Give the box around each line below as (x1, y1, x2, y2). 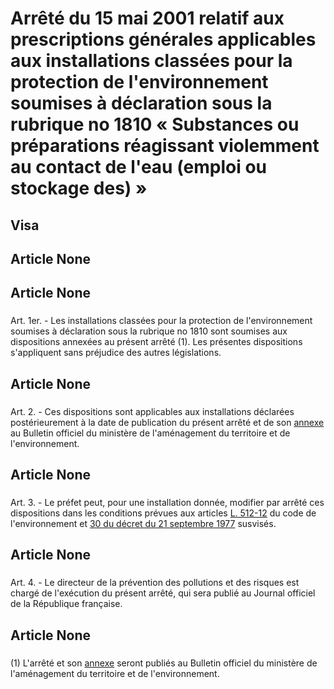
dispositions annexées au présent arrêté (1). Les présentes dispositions (10, 336, 303, 348)
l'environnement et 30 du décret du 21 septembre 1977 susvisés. (10, 517, 277, 529)
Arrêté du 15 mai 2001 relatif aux (10, 7, 285, 30)
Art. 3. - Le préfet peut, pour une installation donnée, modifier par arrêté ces (10, 496, 325, 508)
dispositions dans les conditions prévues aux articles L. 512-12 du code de (10, 507, 317, 519)
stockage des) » (10, 177, 148, 200)
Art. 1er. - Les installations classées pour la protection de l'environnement (10, 315, 313, 327)
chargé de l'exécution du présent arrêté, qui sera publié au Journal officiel (10, 587, 316, 599)
